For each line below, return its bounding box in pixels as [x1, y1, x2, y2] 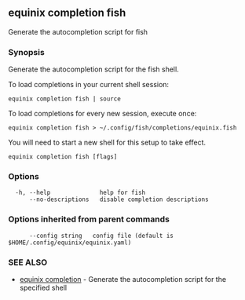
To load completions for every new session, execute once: [8, 109, 197, 119]
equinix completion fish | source [8, 95, 122, 103]
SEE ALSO [8, 257, 48, 268]
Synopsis [8, 46, 45, 57]
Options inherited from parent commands [8, 214, 170, 225]
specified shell [19, 283, 68, 292]
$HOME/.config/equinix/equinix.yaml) [8, 239, 132, 247]
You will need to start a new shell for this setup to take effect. [8, 137, 207, 148]
